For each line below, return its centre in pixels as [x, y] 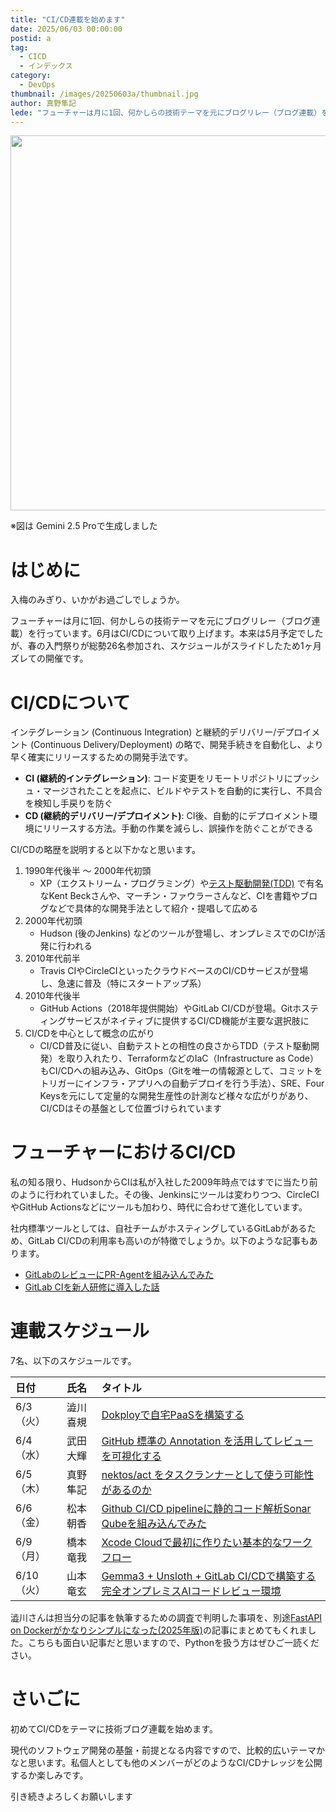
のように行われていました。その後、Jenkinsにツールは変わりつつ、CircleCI [165, 1195]
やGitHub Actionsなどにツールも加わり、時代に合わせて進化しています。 [159, 1207]
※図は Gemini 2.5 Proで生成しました [84, 526]
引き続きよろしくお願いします [71, 1797]
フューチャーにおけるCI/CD [123, 1152]
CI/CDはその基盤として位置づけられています [131, 1108]
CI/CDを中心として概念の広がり [89, 1033]
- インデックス [46, 66]
